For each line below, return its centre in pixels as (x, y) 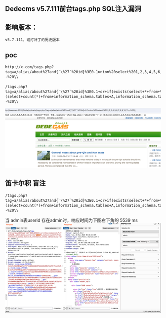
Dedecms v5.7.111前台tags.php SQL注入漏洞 (73, 9)
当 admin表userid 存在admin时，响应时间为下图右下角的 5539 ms (72, 220)
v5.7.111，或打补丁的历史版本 (33, 40)
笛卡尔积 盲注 (25, 183)
